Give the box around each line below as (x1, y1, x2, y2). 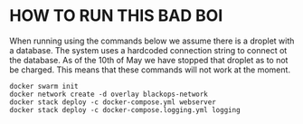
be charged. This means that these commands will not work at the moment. (9, 64, 291, 75)
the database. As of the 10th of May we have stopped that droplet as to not (9, 54, 289, 65)
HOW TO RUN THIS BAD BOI (9, 5, 223, 26)
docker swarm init (9, 81, 79, 91)
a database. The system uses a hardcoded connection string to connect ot (9, 44, 288, 55)
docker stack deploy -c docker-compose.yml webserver (9, 97, 217, 107)
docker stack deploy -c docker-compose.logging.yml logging (9, 105, 241, 114)
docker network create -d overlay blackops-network (9, 90, 208, 99)
